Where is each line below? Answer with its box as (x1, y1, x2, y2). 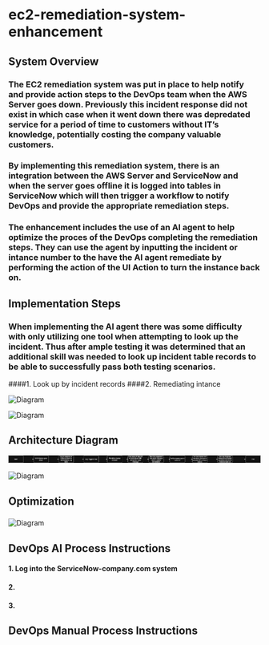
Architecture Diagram (8, 433, 118, 447)
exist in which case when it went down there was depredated (8, 108, 251, 120)
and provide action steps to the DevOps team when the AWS (8, 88, 248, 99)
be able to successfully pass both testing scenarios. (8, 361, 216, 372)
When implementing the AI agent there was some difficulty (8, 321, 243, 332)
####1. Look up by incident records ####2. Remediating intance (8, 379, 222, 389)
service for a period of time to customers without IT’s (8, 119, 219, 130)
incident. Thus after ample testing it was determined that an (8, 341, 246, 352)
